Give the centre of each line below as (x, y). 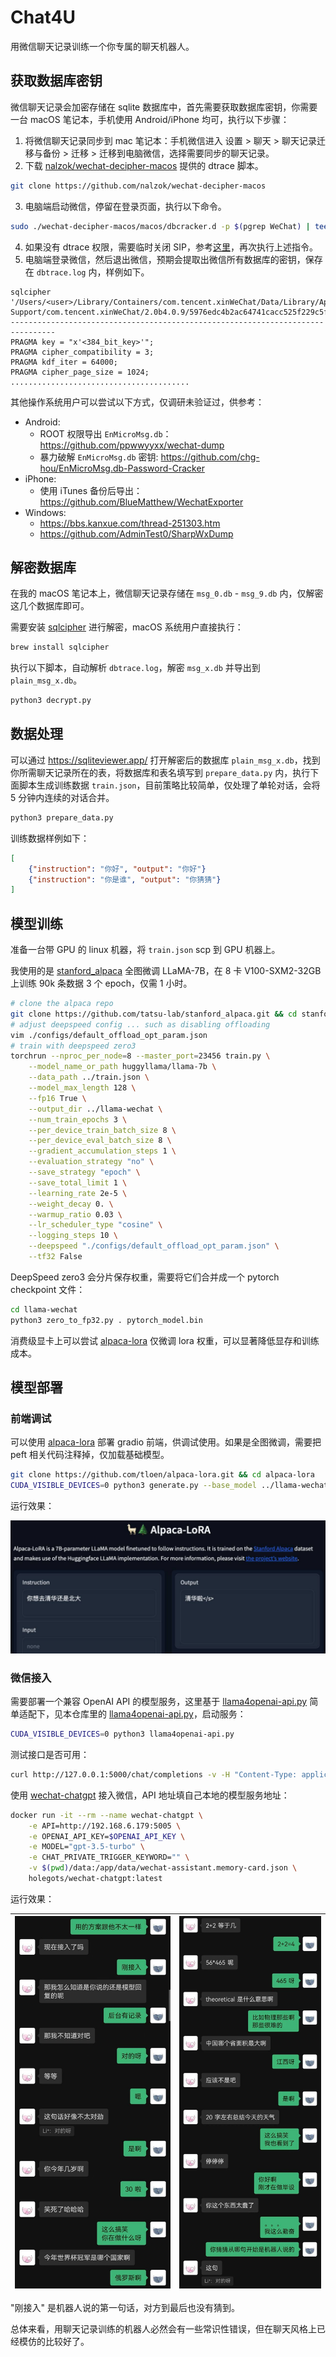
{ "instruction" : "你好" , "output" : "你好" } (117, 869)
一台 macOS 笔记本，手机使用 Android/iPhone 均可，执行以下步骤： (150, 119)
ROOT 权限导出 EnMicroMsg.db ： (105, 433)
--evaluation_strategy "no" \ (91, 1162)
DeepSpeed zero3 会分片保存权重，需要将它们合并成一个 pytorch (145, 1277)
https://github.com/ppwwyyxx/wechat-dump (132, 445)
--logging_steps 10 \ (73, 1236)
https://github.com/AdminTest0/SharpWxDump (136, 533)
